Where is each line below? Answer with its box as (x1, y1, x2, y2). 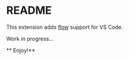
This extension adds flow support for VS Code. (6, 23, 124, 31)
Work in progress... (6, 35, 54, 42)
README (6, 4, 52, 17)
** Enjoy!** (6, 46, 36, 54)
